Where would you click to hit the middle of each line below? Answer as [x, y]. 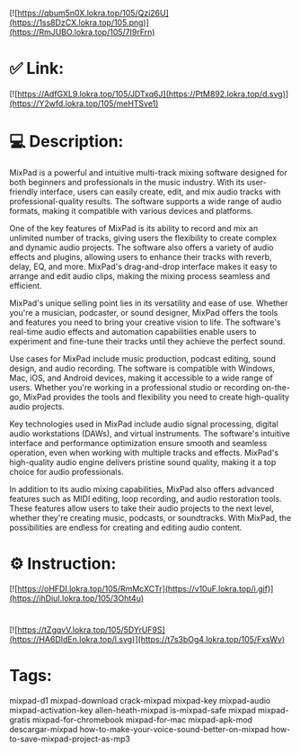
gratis [20, 720]
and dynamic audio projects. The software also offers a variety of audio [141, 247]
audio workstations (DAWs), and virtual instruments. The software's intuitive [150, 433]
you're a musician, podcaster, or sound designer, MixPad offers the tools [144, 312]
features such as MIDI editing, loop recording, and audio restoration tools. [146, 498]
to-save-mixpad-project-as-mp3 [70, 739]
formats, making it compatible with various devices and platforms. [132, 211]
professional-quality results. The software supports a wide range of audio [146, 201]
